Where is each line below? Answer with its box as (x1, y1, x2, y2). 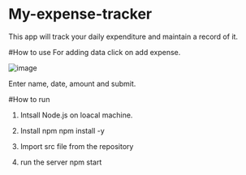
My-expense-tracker (8, 5, 153, 23)
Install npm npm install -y (19, 126, 106, 135)
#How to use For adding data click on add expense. (8, 47, 181, 57)
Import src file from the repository (19, 141, 134, 151)
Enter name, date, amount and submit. (8, 79, 136, 88)
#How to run (8, 94, 50, 104)
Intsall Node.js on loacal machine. (19, 110, 133, 120)
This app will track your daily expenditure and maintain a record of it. (8, 32, 238, 41)
